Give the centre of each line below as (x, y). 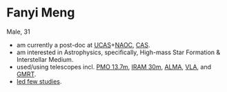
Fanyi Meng (41, 13)
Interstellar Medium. (45, 59)
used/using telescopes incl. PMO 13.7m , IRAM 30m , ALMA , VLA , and (114, 67)
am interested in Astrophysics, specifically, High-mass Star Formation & (118, 52)
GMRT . (26, 74)
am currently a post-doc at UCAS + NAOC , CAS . (83, 45)
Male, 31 (18, 32)
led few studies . (39, 81)
